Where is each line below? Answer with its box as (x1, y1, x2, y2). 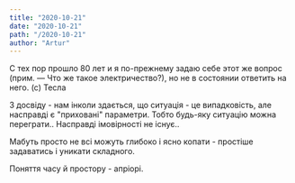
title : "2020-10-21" (9, 13, 87, 23)
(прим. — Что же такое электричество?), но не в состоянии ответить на (9, 73, 287, 84)
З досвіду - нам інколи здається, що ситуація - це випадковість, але (9, 100, 273, 111)
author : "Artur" (9, 38, 70, 48)
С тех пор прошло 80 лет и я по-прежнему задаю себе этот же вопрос (9, 63, 283, 74)
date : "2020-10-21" (9, 22, 83, 31)
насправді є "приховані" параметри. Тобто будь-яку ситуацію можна (9, 109, 277, 120)
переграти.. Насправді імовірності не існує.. (9, 119, 180, 130)
